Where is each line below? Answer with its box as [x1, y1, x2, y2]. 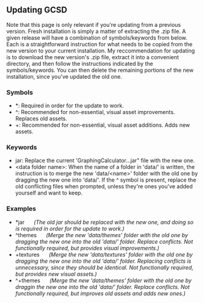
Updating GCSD [6, 5, 67, 15]
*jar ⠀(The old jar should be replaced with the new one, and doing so [15, 218, 194, 226]
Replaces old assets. [15, 115, 68, 123]
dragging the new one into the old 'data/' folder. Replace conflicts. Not [15, 238, 194, 245]
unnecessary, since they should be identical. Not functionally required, [15, 263, 194, 271]
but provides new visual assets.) [15, 270, 97, 277]
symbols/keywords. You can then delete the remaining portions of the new [6, 66, 194, 74]
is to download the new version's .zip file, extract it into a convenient [6, 53, 179, 60]
